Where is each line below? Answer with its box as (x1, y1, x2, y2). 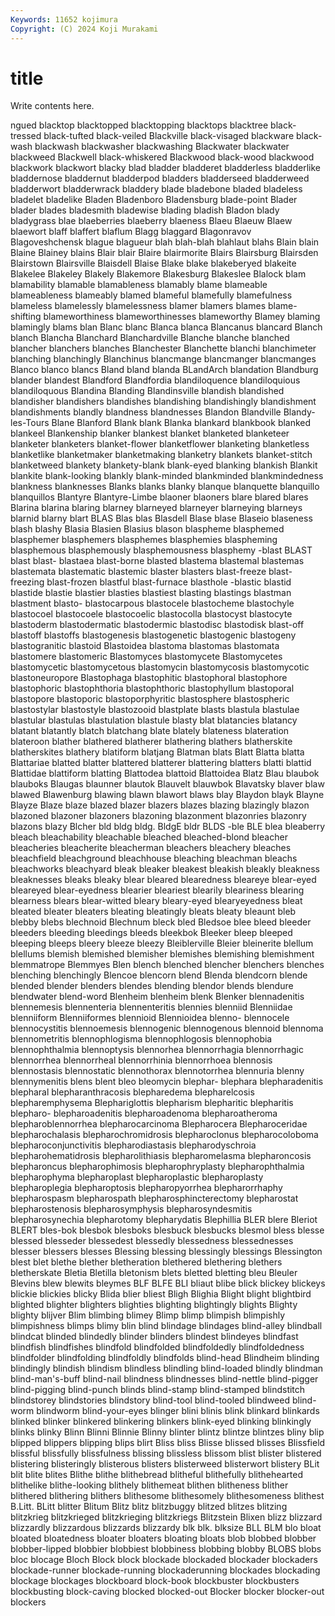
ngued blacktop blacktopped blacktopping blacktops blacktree (10, 119, 269, 131)
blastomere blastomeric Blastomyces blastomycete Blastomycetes (10, 651, 283, 663)
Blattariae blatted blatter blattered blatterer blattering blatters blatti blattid (10, 757, 312, 769)
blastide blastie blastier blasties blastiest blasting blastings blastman (10, 587, 292, 599)
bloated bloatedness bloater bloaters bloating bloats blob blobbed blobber (10, 1532, 317, 1545)
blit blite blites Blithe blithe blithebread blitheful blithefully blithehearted (10, 1469, 304, 1481)
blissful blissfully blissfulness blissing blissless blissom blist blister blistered (10, 1447, 322, 1460)
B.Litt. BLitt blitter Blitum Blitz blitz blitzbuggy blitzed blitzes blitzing (10, 1501, 288, 1513)
